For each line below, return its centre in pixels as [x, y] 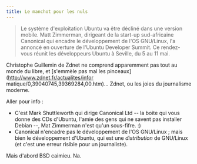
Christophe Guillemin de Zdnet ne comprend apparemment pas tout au [92, 65]
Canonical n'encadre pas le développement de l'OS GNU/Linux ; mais [98, 132]
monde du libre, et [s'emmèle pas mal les [56, 71]
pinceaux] [119, 71]
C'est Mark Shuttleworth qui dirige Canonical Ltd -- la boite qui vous [97, 113]
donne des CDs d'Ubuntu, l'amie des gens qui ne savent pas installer [98, 119]
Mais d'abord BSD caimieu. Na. [44, 155]
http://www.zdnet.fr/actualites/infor [51, 77]
